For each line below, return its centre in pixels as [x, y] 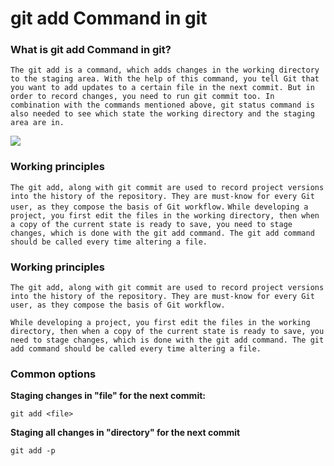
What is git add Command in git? [91, 50]
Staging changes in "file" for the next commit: [108, 396]
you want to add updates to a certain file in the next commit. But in [162, 88]
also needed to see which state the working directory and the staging [162, 114]
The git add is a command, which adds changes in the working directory [165, 70]
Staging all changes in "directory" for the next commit [125, 433]
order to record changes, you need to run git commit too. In [142, 97]
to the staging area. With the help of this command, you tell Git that [165, 79]
